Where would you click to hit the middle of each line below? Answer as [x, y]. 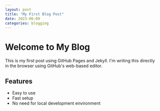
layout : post [18, 9]
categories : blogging [27, 23]
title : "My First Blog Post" [35, 14]
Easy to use [24, 93]
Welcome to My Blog [48, 47]
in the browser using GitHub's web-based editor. [54, 66]
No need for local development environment [56, 103]
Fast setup [23, 98]
